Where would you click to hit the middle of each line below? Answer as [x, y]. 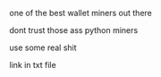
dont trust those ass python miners [74, 30]
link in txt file [33, 65]
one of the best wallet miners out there [80, 13]
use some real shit [43, 47]
